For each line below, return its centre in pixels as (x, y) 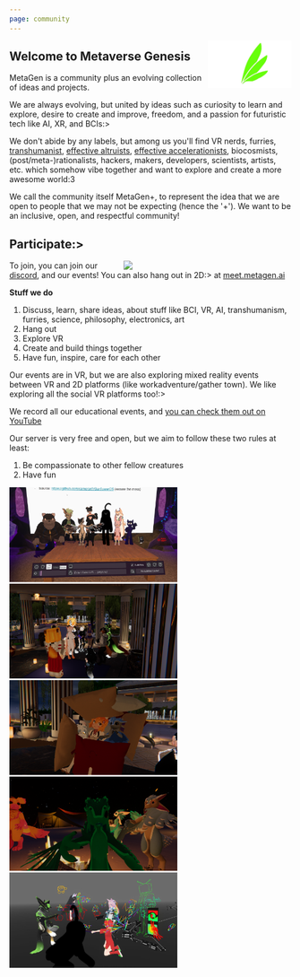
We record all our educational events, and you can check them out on (137, 412)
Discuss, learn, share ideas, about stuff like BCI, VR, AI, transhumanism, (154, 310)
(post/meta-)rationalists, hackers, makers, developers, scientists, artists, (143, 161)
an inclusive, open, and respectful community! (94, 216)
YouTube (26, 421)
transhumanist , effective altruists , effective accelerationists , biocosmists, (144, 151)
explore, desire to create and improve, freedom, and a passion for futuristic (148, 114)
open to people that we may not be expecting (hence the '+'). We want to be (150, 206)
